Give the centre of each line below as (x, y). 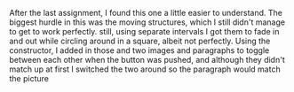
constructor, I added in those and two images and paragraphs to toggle (139, 50)
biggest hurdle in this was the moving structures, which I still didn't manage (147, 22)
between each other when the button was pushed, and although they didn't (147, 60)
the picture (29, 78)
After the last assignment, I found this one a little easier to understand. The (146, 13)
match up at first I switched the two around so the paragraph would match (145, 69)
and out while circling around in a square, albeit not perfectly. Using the (140, 41)
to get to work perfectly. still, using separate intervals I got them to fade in (144, 31)
